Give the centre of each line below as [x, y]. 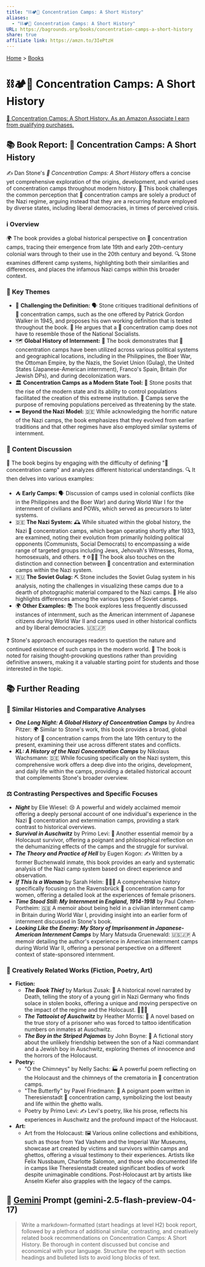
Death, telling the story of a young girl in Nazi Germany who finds [107, 997]
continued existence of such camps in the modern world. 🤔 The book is [96, 649]
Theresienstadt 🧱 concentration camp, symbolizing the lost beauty [108, 1097]
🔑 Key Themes [28, 291]
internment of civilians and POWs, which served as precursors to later [103, 508]
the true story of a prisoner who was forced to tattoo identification [108, 1022]
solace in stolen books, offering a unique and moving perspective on [111, 1003]
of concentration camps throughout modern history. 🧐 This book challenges [102, 188]
